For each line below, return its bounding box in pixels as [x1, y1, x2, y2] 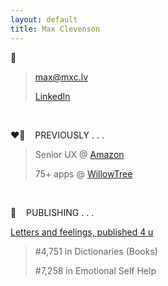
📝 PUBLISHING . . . [10, 206, 95, 218]
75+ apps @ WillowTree [34, 167, 133, 180]
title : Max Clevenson [10, 24, 101, 34]
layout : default [10, 14, 78, 25]
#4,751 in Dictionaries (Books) [34, 245, 158, 257]
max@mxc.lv [34, 71, 89, 83]
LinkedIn [34, 90, 71, 102]
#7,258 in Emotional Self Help [34, 264, 157, 276]
